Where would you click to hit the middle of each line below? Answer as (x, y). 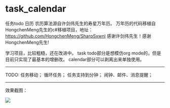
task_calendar (36, 9)
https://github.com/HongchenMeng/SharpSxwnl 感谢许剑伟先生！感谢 (78, 36)
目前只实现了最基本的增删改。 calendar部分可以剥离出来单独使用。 (75, 59)
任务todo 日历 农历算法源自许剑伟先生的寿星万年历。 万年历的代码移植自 (80, 23)
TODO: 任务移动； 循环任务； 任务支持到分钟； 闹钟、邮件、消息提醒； (79, 75)
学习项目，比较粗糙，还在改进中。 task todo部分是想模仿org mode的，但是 (83, 53)
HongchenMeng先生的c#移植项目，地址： (49, 30)
